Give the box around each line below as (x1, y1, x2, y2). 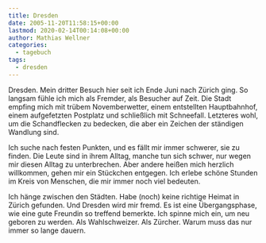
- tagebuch (15, 48, 52, 56)
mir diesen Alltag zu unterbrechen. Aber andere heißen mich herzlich (8, 160, 234, 169)
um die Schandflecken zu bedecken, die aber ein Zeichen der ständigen (8, 118, 244, 128)
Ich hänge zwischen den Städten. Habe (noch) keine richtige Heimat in (8, 191, 240, 201)
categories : (8, 41, 48, 49)
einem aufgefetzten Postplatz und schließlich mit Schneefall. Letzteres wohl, (8, 110, 258, 120)
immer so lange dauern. (8, 226, 86, 235)
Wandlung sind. (8, 127, 60, 137)
